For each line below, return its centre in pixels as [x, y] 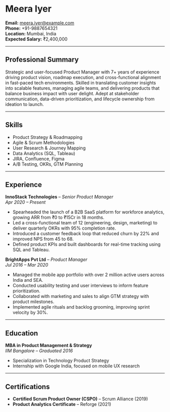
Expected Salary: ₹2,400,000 [36, 39]
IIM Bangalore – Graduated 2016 [39, 351]
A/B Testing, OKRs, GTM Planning [48, 164]
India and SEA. [28, 280]
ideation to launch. [25, 104]
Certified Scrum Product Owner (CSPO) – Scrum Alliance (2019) [80, 399]
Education [22, 333]
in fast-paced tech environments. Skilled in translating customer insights [81, 83]
